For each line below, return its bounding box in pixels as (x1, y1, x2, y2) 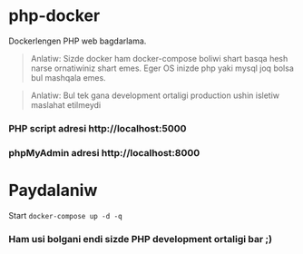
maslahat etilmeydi (30, 99, 102, 110)
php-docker (8, 5, 101, 26)
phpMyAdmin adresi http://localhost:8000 (8, 146, 200, 159)
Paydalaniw (8, 180, 98, 200)
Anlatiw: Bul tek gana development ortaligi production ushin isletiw (30, 90, 280, 101)
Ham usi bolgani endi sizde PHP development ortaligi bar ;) (8, 232, 273, 245)
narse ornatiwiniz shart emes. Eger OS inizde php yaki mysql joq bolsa (30, 63, 294, 73)
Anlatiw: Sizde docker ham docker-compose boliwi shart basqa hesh (30, 53, 288, 63)
